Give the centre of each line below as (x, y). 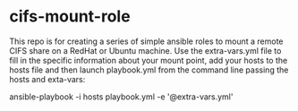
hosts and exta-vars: (47, 79)
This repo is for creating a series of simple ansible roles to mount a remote (146, 41)
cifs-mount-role (70, 17)
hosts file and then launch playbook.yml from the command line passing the (149, 70)
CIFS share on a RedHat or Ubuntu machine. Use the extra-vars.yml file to (145, 50)
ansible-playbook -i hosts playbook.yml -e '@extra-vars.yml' (121, 97)
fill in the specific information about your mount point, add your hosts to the (149, 60)
